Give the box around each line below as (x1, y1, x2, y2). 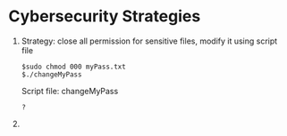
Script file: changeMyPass (21, 85, 119, 96)
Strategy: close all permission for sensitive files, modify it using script (21, 36, 278, 46)
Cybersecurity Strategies (8, 6, 201, 27)
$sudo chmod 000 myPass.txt (21, 62, 126, 71)
